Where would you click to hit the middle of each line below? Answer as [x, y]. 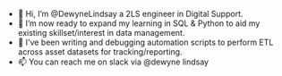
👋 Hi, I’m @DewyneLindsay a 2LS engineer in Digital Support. [130, 14]
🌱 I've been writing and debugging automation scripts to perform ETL [145, 42]
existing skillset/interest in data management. [101, 33]
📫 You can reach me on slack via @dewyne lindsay [113, 62]
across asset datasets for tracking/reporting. [100, 52]
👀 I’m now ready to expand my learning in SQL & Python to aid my [139, 23]
